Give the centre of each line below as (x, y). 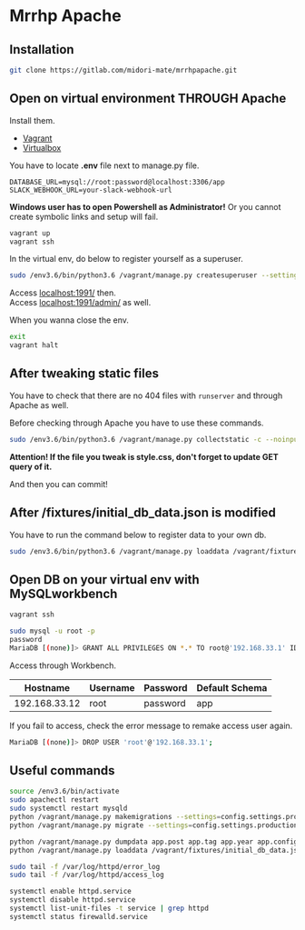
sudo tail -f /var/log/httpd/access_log (87, 875)
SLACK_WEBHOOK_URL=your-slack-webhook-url (91, 190)
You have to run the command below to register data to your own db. (138, 535)
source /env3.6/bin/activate (64, 792)
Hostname (47, 687)
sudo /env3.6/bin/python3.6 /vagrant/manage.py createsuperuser (133, 275)
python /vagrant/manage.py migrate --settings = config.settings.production (154, 825)
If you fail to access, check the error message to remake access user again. (151, 725)
